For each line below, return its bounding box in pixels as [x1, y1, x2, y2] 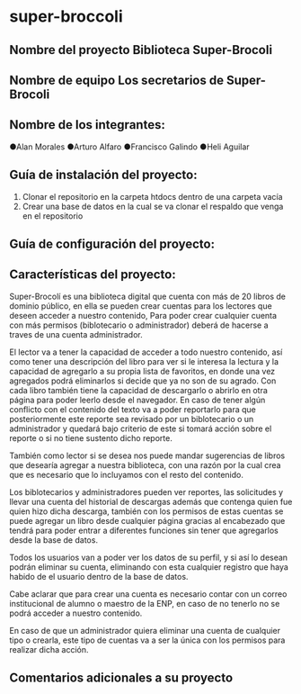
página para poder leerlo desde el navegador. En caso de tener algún [9, 394, 266, 405]
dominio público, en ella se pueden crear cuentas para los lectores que [9, 300, 272, 311]
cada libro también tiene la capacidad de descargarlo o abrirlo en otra [9, 384, 268, 395]
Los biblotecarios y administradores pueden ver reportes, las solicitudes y [9, 486, 284, 497]
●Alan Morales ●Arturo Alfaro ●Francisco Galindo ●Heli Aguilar [9, 141, 250, 152]
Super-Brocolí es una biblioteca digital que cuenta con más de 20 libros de [9, 291, 286, 302]
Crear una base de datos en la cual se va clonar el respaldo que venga [22, 201, 284, 212]
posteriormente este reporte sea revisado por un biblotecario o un [9, 413, 254, 424]
